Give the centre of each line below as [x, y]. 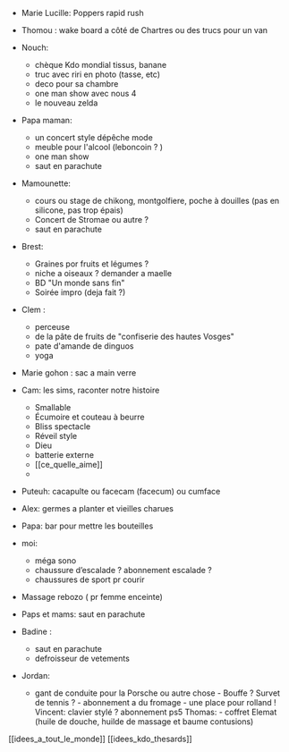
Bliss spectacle [63, 427]
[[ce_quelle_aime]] [69, 465]
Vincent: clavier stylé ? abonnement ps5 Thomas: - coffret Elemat [156, 712]
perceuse [52, 327]
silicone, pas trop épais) [79, 210]
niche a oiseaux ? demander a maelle [103, 273]
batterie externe [64, 455]
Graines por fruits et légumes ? [92, 264]
